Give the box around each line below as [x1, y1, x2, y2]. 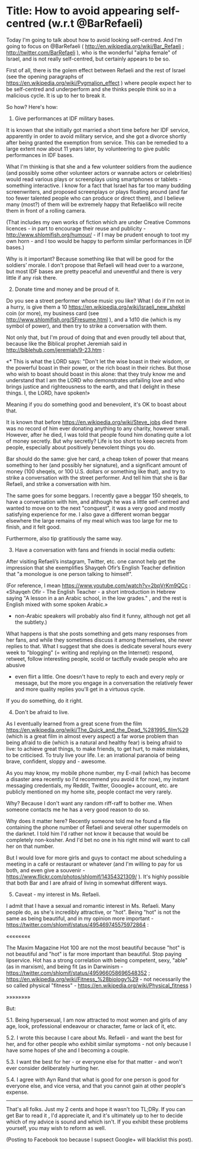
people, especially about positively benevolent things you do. [6, 443, 156, 451]
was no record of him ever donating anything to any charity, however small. [6, 425, 190, 432]
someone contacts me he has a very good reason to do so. [6, 806, 150, 813]
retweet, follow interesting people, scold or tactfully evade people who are [6, 655, 188, 662]
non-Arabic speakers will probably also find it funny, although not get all [14, 612, 191, 619]
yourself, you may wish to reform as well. [6, 1124, 107, 1131]
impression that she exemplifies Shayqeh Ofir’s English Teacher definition [6, 564, 185, 571]
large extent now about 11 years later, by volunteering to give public [6, 145, 171, 152]
